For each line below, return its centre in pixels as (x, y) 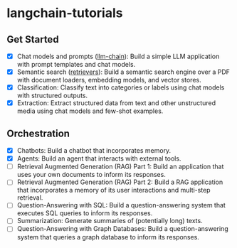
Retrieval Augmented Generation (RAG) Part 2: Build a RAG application (120, 182)
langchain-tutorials (65, 13)
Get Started (33, 39)
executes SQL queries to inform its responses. (85, 213)
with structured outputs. (52, 96)
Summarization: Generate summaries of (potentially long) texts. (110, 221)
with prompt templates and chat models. (76, 65)
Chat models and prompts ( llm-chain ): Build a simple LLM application (118, 56)
